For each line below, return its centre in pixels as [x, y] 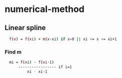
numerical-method [44, 9]
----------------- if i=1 [45, 67]
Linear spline [25, 28]
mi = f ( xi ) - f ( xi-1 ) [32, 62]
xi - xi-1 [37, 71]
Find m [13, 52]
